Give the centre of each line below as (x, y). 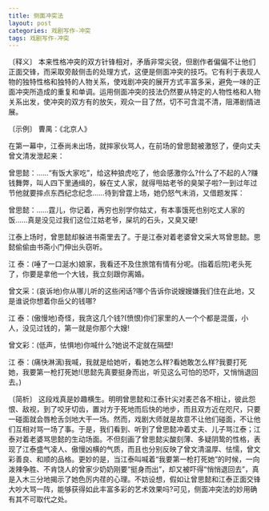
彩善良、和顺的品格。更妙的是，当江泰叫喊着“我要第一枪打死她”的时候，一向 (134, 459)
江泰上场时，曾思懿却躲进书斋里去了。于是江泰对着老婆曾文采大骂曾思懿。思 (134, 237)
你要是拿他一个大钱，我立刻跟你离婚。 (85, 274)
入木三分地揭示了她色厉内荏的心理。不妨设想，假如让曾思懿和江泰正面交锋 (138, 479)
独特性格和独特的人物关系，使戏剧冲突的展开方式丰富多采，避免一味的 (138, 82)
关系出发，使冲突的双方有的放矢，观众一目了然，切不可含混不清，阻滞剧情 (131, 102)
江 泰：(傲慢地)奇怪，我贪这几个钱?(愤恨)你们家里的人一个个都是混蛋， (125, 318)
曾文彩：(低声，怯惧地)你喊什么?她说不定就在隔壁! (91, 345)
